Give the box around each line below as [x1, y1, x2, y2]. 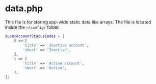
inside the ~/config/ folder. [5, 24, 60, 30]
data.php [5, 3, 43, 14]
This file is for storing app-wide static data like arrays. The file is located [5, 19, 151, 25]
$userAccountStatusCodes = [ [5, 34, 65, 39]
